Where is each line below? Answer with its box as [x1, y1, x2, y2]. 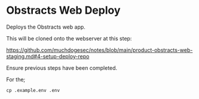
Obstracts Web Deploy [6, 4, 121, 17]
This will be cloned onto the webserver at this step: [6, 35, 132, 42]
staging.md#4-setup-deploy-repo [6, 52, 90, 60]
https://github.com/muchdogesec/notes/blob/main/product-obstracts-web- [6, 46, 193, 54]
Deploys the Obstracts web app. [6, 23, 85, 30]
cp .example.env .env [6, 87, 60, 93]
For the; [6, 76, 26, 83]
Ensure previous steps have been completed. [6, 64, 118, 72]
